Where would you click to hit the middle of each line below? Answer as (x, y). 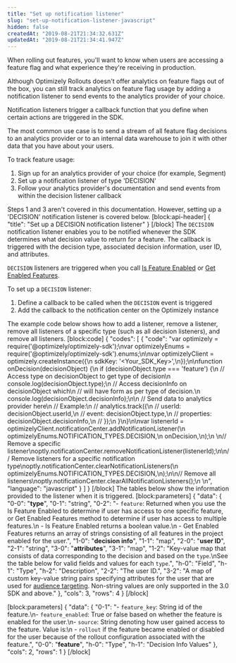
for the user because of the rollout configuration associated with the (106, 637)
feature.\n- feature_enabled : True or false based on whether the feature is (115, 614)
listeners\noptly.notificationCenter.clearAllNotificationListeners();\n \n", (110, 481)
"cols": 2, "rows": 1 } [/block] (49, 652)
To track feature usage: (41, 160)
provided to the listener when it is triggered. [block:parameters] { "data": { (114, 496)
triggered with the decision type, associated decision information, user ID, (114, 247)
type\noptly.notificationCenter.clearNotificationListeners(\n (93, 466)
